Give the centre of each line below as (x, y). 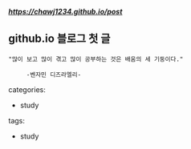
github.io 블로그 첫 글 (59, 39)
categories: (27, 89)
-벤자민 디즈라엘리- (54, 74)
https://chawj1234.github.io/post (65, 12)
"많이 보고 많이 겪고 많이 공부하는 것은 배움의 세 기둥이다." (96, 59)
